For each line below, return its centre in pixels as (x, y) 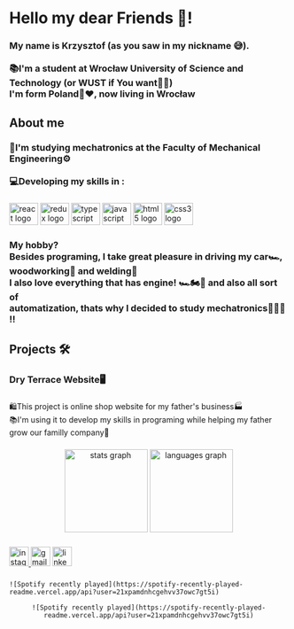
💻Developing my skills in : (67, 182)
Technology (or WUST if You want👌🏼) (91, 83)
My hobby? (34, 245)
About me (37, 123)
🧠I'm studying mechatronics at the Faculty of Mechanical (135, 148)
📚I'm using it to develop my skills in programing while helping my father (141, 419)
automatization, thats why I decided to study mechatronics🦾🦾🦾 (147, 308)
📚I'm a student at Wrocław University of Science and (126, 68)
